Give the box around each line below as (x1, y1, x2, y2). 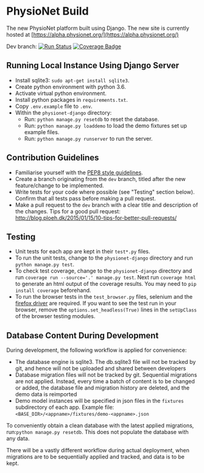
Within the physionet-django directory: (15, 108, 112, 116)
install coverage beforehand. (15, 286, 91, 294)
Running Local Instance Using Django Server (6, 60, 180, 71)
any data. (6, 435, 30, 443)
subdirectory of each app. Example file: (15, 404, 114, 411)
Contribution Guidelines (6, 152, 99, 163)
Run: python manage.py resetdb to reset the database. (24, 115, 160, 123)
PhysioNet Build (6, 4, 90, 18)
